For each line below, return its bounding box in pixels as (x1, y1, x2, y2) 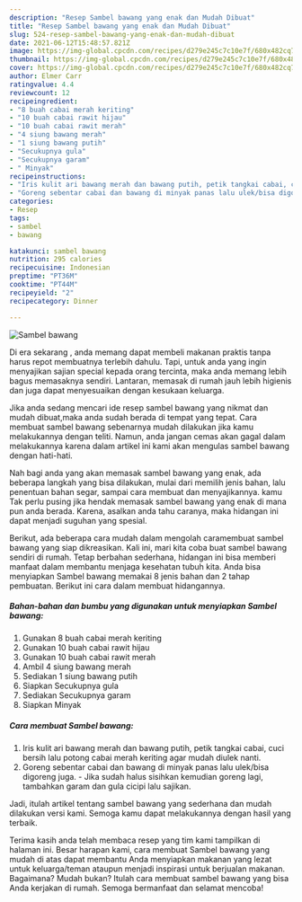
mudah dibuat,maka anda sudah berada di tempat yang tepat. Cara (9, 411, 258, 422)
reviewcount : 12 (9, 88, 70, 97)
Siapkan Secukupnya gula (22, 680, 120, 692)
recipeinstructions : (9, 172, 87, 181)
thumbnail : (9, 55, 50, 64)
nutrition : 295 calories (9, 255, 102, 264)
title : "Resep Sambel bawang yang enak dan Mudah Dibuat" (9, 22, 231, 31)
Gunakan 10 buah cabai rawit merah (22, 652, 156, 663)
